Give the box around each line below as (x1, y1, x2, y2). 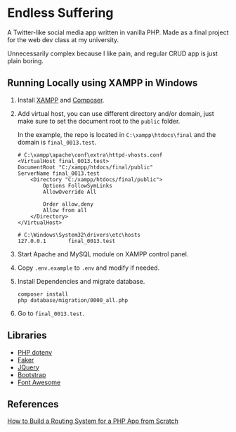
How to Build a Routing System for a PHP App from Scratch (7, 417, 179, 426)
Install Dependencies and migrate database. (17, 277, 145, 285)
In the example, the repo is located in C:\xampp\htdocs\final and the (17, 130, 216, 138)
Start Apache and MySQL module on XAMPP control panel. (17, 249, 189, 258)
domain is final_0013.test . (17, 138, 97, 146)
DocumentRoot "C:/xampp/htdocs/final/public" (17, 164, 153, 171)
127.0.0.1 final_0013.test (17, 237, 116, 244)
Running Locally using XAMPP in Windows (7, 77, 198, 89)
